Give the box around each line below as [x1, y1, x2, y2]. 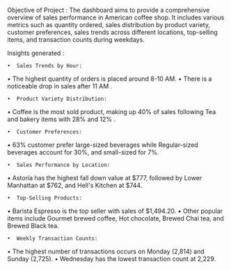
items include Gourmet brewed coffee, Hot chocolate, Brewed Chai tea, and [7, 214, 224, 222]
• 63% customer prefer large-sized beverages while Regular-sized [7, 141, 198, 149]
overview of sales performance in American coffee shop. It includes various [7, 13, 225, 22]
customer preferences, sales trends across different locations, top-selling [7, 28, 218, 36]
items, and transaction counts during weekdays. [7, 35, 145, 44]
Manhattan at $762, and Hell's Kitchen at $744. [7, 181, 143, 189]
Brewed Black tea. [7, 222, 59, 230]
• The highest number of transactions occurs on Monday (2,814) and [7, 247, 205, 255]
